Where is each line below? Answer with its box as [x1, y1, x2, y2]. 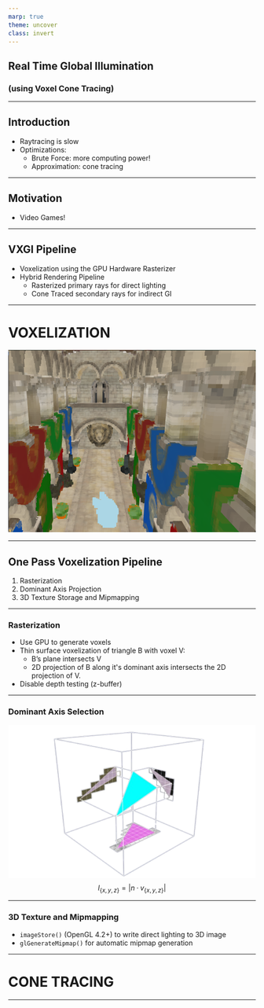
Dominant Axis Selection [8, 706, 104, 717]
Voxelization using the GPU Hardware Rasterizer [19, 263, 176, 273]
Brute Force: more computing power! [31, 153, 151, 163]
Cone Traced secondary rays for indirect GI [31, 289, 172, 298]
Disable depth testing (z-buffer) [19, 679, 123, 689]
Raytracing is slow [19, 136, 79, 145]
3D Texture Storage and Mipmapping [19, 593, 140, 602]
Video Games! [19, 212, 66, 222]
